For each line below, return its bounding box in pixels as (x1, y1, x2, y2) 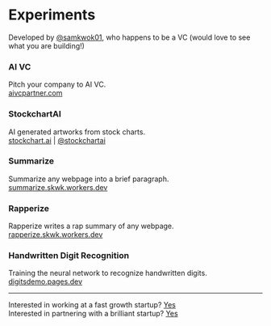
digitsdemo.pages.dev (8, 277, 83, 286)
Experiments (8, 6, 96, 24)
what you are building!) (8, 40, 85, 50)
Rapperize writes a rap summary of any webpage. (8, 221, 175, 231)
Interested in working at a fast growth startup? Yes (8, 300, 176, 310)
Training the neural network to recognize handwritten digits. (8, 269, 207, 278)
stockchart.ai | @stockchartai (8, 135, 106, 145)
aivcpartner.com (8, 88, 63, 98)
